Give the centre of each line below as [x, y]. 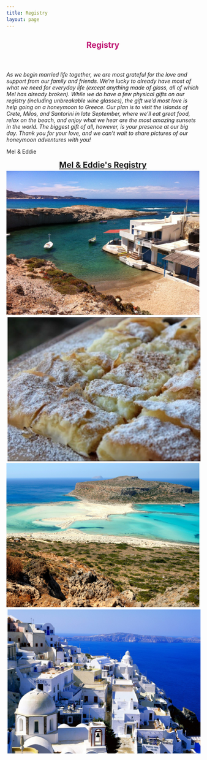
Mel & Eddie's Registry [103, 165]
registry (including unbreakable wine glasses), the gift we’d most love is [97, 101]
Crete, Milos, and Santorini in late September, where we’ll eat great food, [98, 113]
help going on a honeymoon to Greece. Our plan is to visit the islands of [97, 107]
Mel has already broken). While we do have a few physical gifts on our [96, 94]
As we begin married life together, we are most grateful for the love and [97, 74]
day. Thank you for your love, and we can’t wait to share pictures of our [97, 133]
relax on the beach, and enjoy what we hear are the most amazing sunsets [101, 120]
